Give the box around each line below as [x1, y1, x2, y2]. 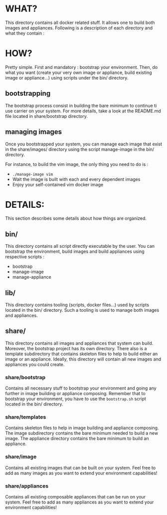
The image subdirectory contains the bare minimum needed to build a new [5, 430, 159, 436]
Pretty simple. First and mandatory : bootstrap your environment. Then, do [5, 64, 158, 70]
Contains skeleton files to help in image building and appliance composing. [5, 425, 159, 431]
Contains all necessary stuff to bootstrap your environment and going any [5, 385, 157, 391]
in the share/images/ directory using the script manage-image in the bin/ [5, 146, 155, 152]
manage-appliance [12, 274, 51, 280]
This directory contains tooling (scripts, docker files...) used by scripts [5, 302, 150, 308]
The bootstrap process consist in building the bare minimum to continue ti [5, 102, 157, 108]
